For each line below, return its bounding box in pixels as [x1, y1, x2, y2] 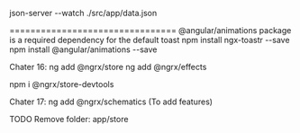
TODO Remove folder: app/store [9, 114, 129, 124]
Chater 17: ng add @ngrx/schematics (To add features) [9, 96, 214, 107]
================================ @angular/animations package [9, 25, 292, 35]
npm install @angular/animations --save [9, 44, 158, 55]
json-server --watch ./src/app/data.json [9, 8, 158, 18]
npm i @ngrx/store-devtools [9, 79, 114, 89]
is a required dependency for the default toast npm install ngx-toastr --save [9, 35, 290, 45]
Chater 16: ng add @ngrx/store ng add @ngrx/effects [9, 62, 207, 72]
